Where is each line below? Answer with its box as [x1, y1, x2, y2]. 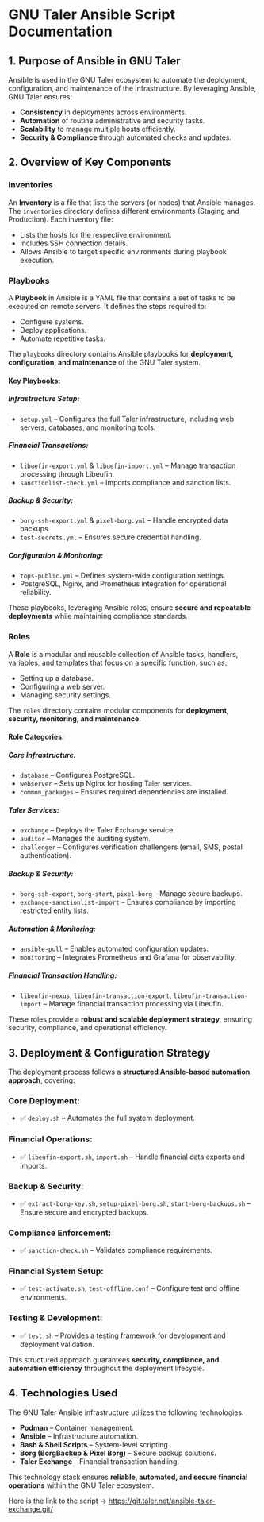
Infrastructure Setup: [8, 394, 80, 404]
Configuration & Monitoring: [8, 550, 104, 561]
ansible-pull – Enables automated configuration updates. [19, 944, 209, 954]
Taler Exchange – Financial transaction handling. [19, 1456, 180, 1466]
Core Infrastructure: [8, 750, 77, 759]
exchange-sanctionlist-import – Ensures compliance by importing [19, 898, 236, 907]
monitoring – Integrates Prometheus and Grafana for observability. [19, 952, 237, 962]
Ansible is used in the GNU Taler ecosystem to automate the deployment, [8, 75, 247, 84]
